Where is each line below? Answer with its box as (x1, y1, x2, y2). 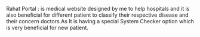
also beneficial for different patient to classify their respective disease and (6, 11, 189, 18)
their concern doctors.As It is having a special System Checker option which (6, 18, 194, 24)
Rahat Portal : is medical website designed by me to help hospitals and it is (6, 5, 190, 12)
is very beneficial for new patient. (6, 24, 88, 31)
